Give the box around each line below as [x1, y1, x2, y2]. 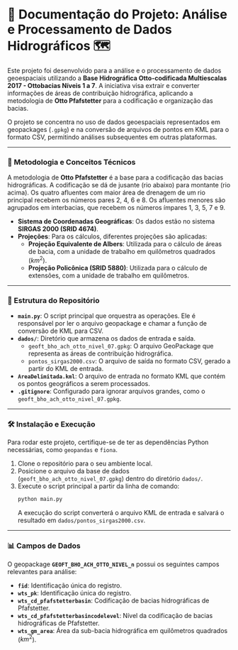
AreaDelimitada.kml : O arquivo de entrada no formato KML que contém [17, 372, 226, 380]
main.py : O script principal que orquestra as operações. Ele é [17, 312, 196, 320]
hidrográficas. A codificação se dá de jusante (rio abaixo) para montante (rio [7, 181, 231, 189]
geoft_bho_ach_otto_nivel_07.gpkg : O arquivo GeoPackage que [28, 342, 214, 351]
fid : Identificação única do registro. [17, 581, 123, 590]
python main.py [17, 496, 63, 503]
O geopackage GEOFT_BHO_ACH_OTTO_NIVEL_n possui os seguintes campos [7, 560, 220, 568]
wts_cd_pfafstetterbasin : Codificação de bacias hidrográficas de [17, 596, 210, 605]
